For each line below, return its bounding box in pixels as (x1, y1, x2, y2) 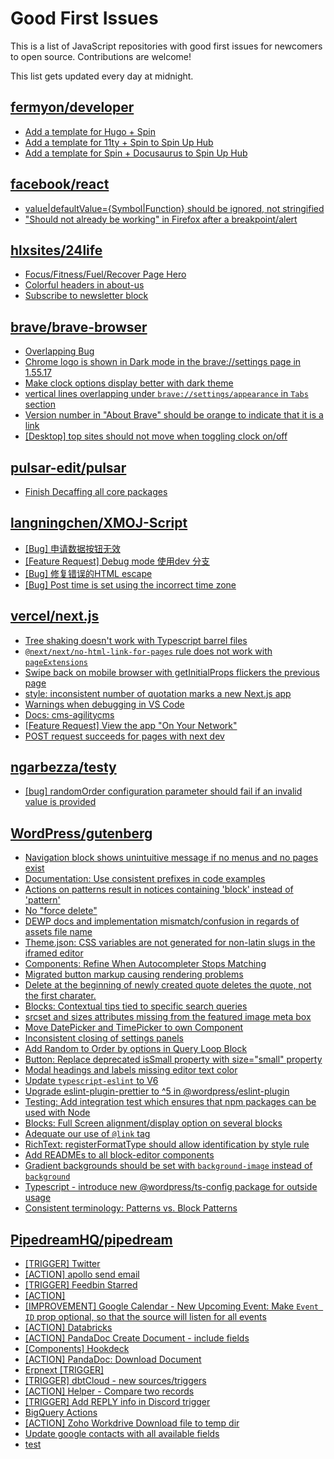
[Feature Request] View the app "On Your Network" (24, 719, 238, 731)
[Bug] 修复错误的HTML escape (24, 567, 153, 579)
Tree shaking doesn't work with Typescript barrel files (24, 634, 248, 646)
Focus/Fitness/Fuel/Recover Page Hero (24, 268, 187, 281)
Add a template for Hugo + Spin (24, 125, 156, 137)
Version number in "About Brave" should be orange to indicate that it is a (24, 409, 324, 421)
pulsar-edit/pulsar (10, 459, 127, 476)
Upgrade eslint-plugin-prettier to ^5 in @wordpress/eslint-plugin (24, 1085, 290, 1097)
